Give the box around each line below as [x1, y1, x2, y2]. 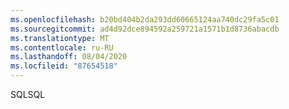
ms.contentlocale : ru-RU [10, 42, 114, 53]
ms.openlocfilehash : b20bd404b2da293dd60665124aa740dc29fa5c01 [10, 14, 280, 25]
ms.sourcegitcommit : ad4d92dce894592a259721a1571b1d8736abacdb [10, 24, 280, 34]
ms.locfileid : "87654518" [10, 61, 118, 71]
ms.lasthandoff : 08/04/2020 [10, 52, 128, 62]
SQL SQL [10, 89, 46, 100]
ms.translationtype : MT [10, 33, 110, 43]
